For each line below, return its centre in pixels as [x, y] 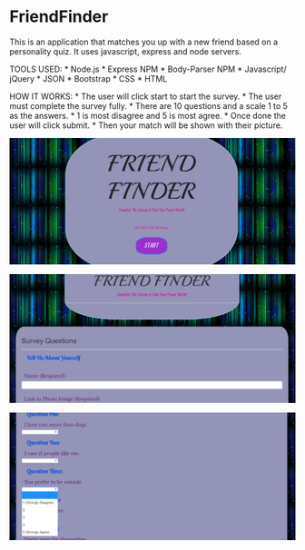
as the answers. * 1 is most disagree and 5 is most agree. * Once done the [148, 115]
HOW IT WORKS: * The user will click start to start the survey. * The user [146, 96]
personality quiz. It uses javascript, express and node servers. [126, 51]
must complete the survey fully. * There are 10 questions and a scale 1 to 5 [149, 105]
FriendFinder [59, 17]
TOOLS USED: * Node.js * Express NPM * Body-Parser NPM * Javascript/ [148, 69]
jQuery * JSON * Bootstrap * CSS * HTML [89, 78]
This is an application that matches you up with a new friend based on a [144, 42]
